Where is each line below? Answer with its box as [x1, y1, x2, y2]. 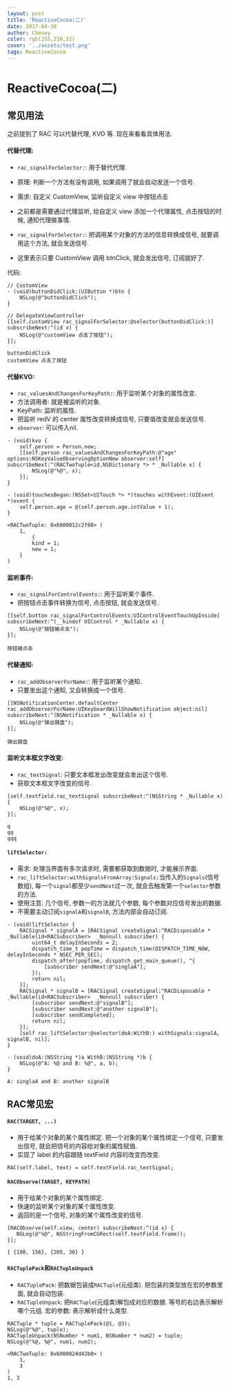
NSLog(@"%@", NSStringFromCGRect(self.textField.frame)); [16, 1230, 187, 1238]
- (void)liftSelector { [7, 921, 76, 928]
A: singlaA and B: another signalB [7, 1078, 109, 1085]
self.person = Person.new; [19, 443, 97, 450]
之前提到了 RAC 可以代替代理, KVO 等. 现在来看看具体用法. [7, 129, 173, 138]
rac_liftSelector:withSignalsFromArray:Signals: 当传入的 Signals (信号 [17, 873, 220, 881]
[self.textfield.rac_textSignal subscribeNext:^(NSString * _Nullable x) [7, 792, 224, 800]
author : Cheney [7, 29, 51, 37]
